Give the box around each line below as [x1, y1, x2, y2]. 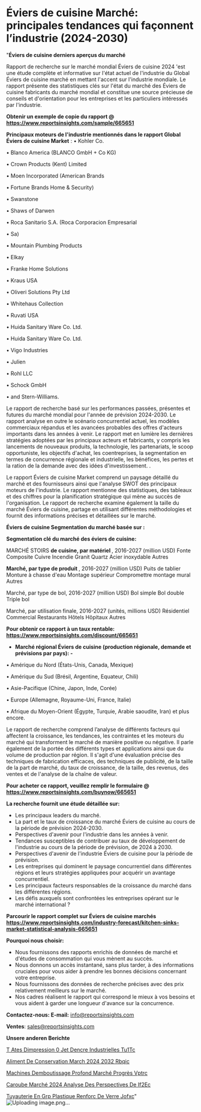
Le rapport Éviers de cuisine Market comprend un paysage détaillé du [6, 473, 179, 481]
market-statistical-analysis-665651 [6, 925, 98, 933]
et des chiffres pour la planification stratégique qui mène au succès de [6, 493, 181, 500]
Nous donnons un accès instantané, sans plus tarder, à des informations [14, 961, 194, 969]
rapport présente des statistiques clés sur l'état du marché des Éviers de [6, 82, 186, 89]
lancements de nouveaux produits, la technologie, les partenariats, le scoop [6, 443, 194, 450]
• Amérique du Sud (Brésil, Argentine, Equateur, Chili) [6, 673, 139, 680]
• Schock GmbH [6, 381, 47, 388]
